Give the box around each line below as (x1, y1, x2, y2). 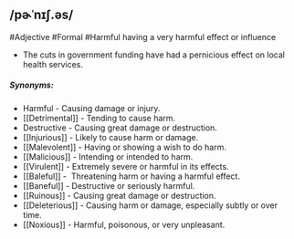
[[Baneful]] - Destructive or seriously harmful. (22, 180, 195, 191)
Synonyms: (9, 79, 55, 90)
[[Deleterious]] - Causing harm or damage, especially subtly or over (22, 200, 278, 211)
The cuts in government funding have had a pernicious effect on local (22, 49, 286, 60)
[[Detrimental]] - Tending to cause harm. (22, 112, 176, 123)
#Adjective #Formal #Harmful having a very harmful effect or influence (9, 31, 277, 42)
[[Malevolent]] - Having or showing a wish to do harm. (22, 141, 226, 152)
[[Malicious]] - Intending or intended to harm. (22, 151, 194, 162)
